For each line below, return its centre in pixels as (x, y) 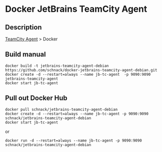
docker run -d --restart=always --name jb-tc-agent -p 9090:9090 (73, 140)
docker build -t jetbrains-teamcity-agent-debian (57, 66)
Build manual (25, 54)
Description (23, 27)
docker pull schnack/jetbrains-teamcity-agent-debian (62, 109)
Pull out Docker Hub (36, 98)
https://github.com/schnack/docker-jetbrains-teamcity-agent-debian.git (81, 70)
